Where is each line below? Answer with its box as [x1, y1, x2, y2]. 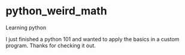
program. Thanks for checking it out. [5, 42, 96, 49]
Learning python [5, 24, 46, 31]
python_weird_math [5, 4, 107, 18]
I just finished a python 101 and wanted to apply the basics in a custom [5, 35, 180, 42]
